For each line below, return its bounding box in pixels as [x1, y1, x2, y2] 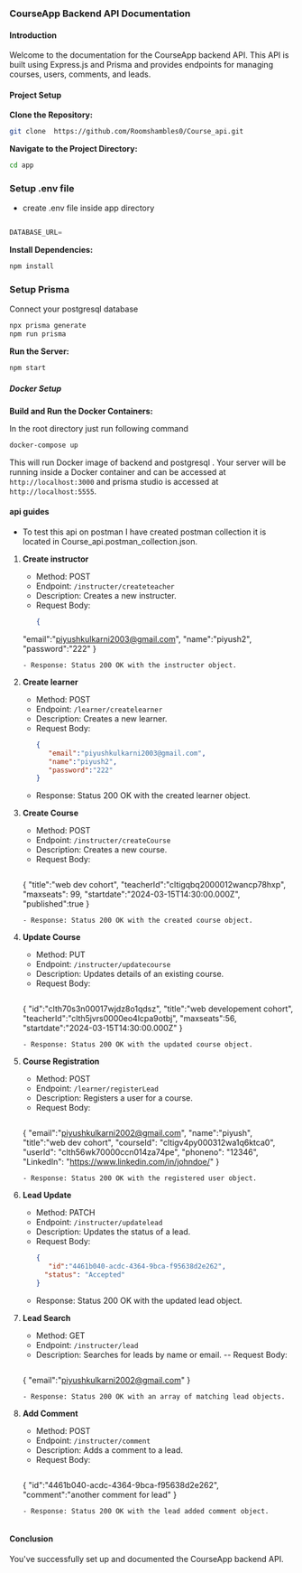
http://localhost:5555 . [9, 486, 97, 497]
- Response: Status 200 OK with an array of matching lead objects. [22, 1391, 286, 1401]
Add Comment [22, 1408, 78, 1419]
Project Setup [9, 89, 62, 100]
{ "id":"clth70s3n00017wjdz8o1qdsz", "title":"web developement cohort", [22, 1003, 294, 1014]
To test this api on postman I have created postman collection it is [22, 526, 267, 537]
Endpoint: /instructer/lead [35, 1339, 139, 1350]
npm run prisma [9, 330, 67, 339]
